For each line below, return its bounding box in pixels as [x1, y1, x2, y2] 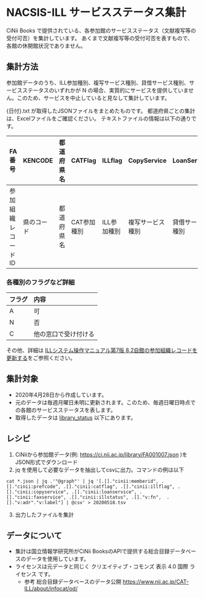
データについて [6, 530, 63, 541]
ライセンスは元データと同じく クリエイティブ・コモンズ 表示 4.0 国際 [15, 563, 188, 570]
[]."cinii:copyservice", [6, 488, 69, 495]
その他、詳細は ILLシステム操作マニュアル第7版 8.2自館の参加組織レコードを [6, 346, 198, 354]
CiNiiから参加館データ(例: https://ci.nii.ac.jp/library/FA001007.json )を [15, 451, 188, 458]
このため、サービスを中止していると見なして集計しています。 [16, 94, 171, 101]
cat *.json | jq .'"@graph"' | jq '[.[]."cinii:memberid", [6, 478, 159, 484]
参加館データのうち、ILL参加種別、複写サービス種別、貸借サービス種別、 [6, 79, 189, 86]
